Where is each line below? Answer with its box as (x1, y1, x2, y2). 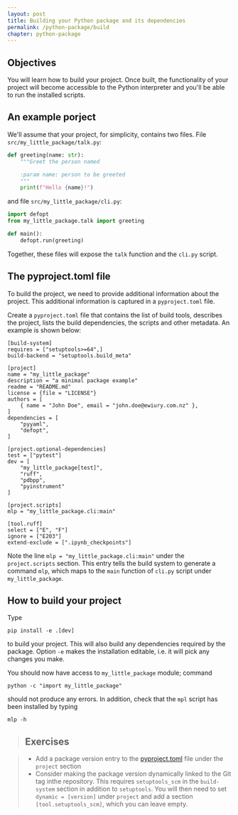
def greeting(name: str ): (7, 151, 84, 159)
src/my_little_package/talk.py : (7, 137, 102, 146)
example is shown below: (7, 325, 82, 335)
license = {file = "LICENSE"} (7, 389, 97, 396)
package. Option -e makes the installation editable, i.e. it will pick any (7, 647, 210, 656)
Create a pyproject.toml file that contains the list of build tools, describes (7, 310, 222, 319)
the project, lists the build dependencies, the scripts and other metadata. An (7, 318, 230, 327)
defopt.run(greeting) (20, 236, 84, 244)
